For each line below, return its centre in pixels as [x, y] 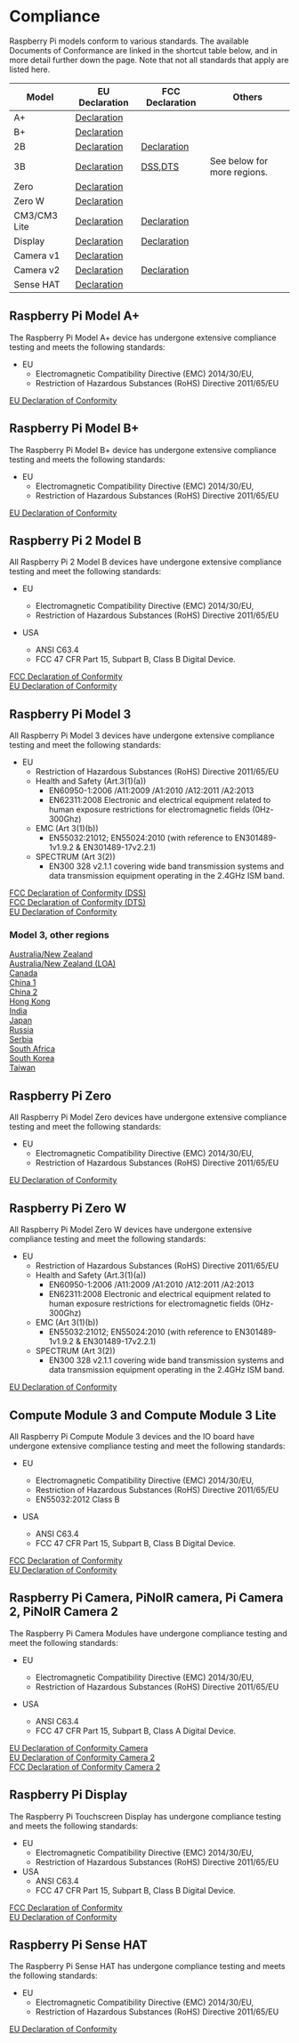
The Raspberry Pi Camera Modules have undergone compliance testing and [148, 1633]
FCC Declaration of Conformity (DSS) [78, 893]
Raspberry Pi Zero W [68, 1208]
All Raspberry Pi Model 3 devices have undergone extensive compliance [142, 735]
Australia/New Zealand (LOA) [63, 964]
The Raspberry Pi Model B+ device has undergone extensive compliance [143, 450]
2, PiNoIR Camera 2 [64, 1612]
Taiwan [22, 1068]
